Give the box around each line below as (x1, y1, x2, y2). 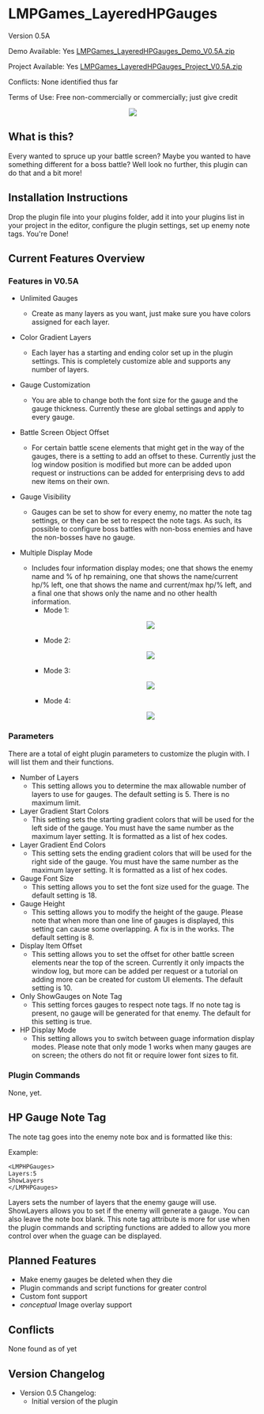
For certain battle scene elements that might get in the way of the (31, 443, 245, 452)
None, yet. (8, 1088, 42, 1097)
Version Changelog (8, 1367, 105, 1381)
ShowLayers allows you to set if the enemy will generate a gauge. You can (8, 1206, 251, 1215)
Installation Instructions (8, 191, 129, 204)
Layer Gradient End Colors (19, 840, 107, 849)
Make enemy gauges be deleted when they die (19, 1275, 172, 1284)
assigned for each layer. (31, 318, 111, 327)
